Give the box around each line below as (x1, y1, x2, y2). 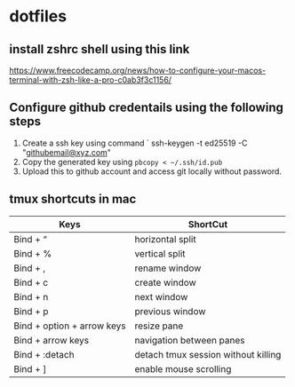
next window (134, 290, 188, 303)
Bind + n (13, 290, 49, 303)
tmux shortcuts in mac (9, 192, 137, 207)
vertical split (134, 247, 186, 259)
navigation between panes (134, 334, 245, 346)
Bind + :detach (13, 348, 75, 360)
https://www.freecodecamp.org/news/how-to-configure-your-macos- (9, 65, 267, 75)
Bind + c (13, 276, 49, 288)
